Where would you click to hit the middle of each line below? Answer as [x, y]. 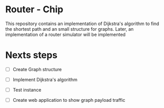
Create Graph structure [37, 69]
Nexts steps [32, 55]
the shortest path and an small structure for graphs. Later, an [70, 29]
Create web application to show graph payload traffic [69, 100]
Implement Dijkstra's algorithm [45, 79]
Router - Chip [34, 9]
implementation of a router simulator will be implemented [65, 34]
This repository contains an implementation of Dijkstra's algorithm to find [82, 24]
